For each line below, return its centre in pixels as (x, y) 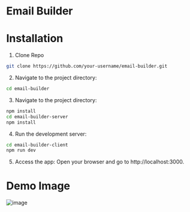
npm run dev (21, 150)
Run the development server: (51, 134)
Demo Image (38, 186)
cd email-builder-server (37, 117)
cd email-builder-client (37, 145)
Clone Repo (29, 55)
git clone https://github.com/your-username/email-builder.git (87, 66)
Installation (35, 39)
